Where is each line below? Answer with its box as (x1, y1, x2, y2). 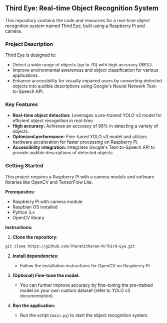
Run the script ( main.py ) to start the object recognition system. (19, 312, 149, 318)
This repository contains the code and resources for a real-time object (5, 17, 150, 23)
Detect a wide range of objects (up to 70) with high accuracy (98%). (12, 62, 153, 68)
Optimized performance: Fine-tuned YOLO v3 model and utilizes (12, 134, 147, 140)
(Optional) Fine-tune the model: (12, 272, 80, 278)
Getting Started (5, 162, 43, 169)
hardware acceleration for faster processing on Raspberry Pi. (12, 139, 139, 145)
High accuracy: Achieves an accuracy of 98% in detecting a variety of (12, 123, 158, 129)
